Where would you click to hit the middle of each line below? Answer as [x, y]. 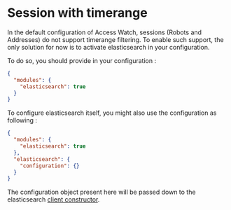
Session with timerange [78, 13]
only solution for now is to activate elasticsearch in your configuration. [108, 47]
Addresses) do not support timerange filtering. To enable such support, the [115, 39]
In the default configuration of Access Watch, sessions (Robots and [104, 32]
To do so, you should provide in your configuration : [82, 60]
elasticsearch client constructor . [54, 199]
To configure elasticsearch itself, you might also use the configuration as [112, 113]
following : [22, 120]
